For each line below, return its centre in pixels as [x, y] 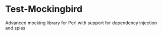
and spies [15, 28]
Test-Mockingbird [44, 9]
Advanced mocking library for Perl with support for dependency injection [81, 23]
